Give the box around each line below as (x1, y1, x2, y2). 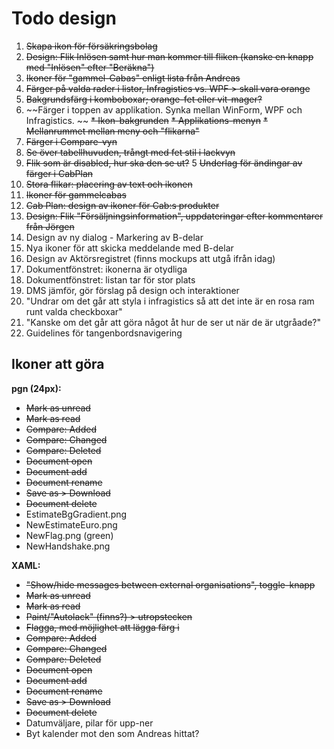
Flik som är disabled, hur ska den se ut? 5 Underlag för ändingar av (25, 157, 303, 169)
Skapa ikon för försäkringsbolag (25, 40, 158, 52)
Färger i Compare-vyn (25, 135, 118, 147)
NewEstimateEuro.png (25, 518, 118, 531)
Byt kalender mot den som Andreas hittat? (25, 727, 200, 739)
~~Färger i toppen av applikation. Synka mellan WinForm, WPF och (25, 103, 303, 116)
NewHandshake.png (25, 540, 111, 552)
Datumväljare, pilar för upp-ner (25, 717, 154, 729)
